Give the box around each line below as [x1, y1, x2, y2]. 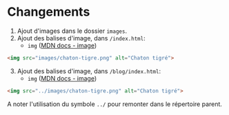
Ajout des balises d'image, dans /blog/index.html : [17, 66, 161, 75]
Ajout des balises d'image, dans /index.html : [17, 34, 146, 42]
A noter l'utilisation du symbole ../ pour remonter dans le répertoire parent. [7, 100, 223, 108]
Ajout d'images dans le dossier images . [17, 27, 128, 35]
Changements [7, 4, 90, 20]
